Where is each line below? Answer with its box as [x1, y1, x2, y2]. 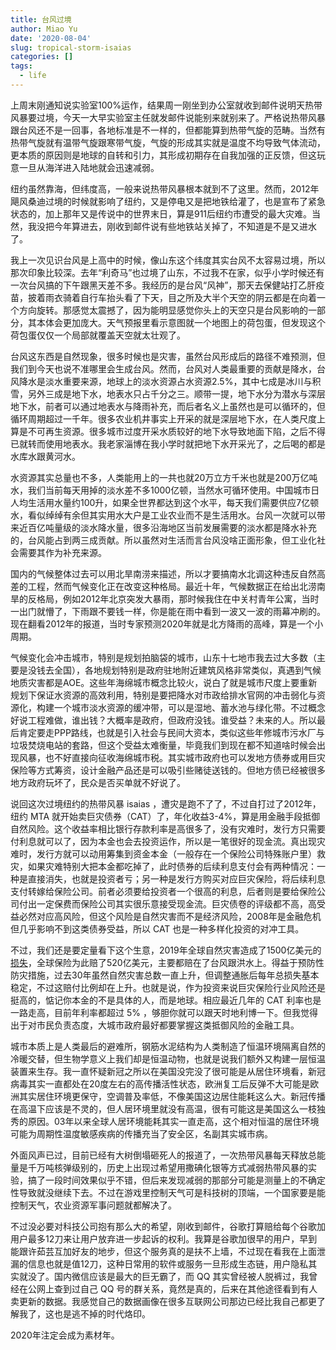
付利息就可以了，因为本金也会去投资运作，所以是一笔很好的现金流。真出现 [10, 835, 317, 847]
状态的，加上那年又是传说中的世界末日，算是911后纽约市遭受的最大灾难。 [10, 207, 313, 220]
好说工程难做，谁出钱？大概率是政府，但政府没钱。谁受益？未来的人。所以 [10, 714, 317, 726]
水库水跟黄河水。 [10, 450, 81, 462]
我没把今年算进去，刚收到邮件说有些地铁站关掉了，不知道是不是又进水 [27, 220, 317, 232]
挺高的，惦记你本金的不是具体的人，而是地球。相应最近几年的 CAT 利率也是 [10, 994, 322, 1006]
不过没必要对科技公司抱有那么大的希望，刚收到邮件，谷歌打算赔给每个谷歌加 [10, 1220, 326, 1232]
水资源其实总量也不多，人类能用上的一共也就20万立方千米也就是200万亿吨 [10, 471, 318, 483]
